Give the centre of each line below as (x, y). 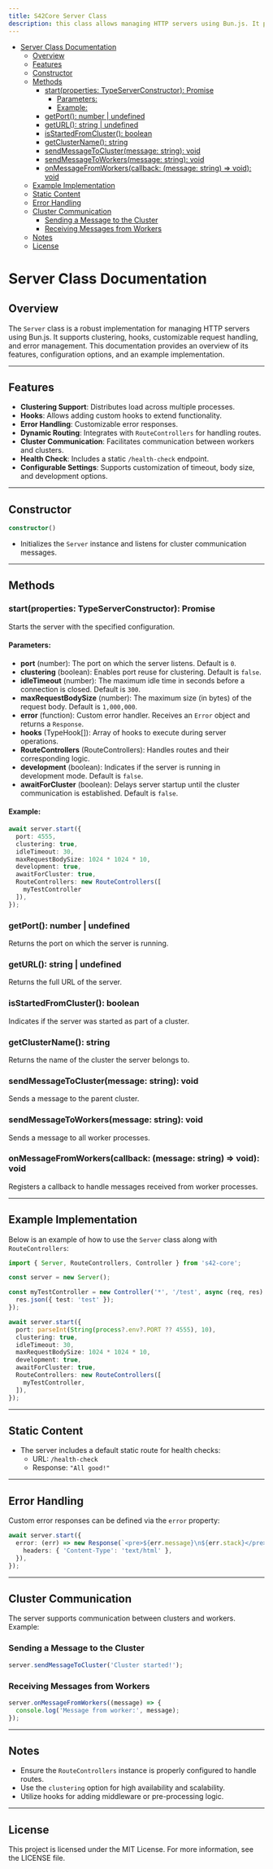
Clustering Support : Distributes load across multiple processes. (128, 407)
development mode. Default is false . (82, 775)
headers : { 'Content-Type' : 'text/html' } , (98, 1551)
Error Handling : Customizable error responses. (99, 424)
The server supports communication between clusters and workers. (122, 1618)
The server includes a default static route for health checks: (120, 1450)
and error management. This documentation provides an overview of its (129, 345)
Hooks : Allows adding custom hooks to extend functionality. (121, 415)
